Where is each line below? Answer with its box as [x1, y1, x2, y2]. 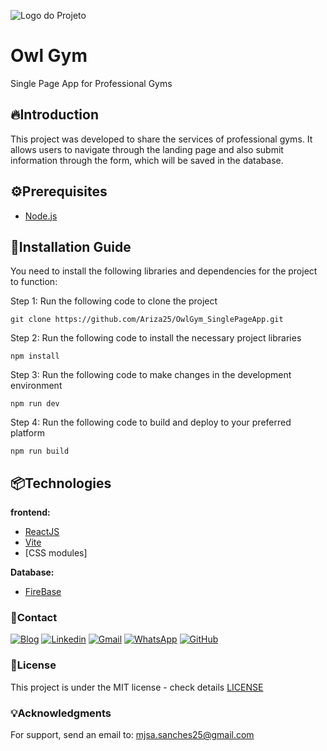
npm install [10, 351, 60, 362]
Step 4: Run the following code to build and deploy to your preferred [10, 416, 292, 429]
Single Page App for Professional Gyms [10, 77, 173, 89]
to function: [10, 276, 58, 288]
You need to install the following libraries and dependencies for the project [10, 265, 318, 277]
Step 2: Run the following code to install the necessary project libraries [10, 332, 302, 344]
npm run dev [10, 399, 60, 409]
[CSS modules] [24, 547, 88, 559]
